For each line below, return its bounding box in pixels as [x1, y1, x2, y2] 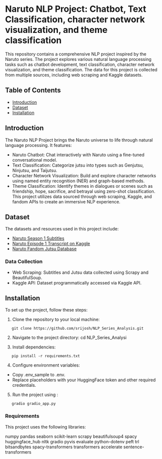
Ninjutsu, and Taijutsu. [12, 167, 57, 173]
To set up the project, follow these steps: [5, 307, 88, 313]
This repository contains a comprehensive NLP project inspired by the [5, 51, 146, 57]
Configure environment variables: [12, 362, 80, 368]
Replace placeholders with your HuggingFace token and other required [12, 377, 156, 383]
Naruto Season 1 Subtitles [12, 235, 65, 241]
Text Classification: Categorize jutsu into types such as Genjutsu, [12, 162, 144, 168]
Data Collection [5, 258, 43, 265]
